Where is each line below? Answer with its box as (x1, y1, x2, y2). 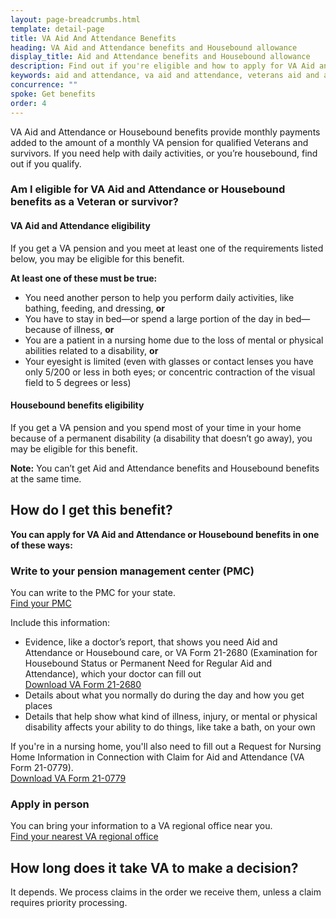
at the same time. (10, 472, 82, 485)
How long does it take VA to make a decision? (10, 859, 299, 876)
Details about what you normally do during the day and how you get (24, 689, 305, 701)
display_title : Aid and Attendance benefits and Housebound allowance (10, 52, 311, 62)
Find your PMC (10, 597, 72, 609)
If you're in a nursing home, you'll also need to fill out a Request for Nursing (10, 740, 322, 752)
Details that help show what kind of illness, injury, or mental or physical (24, 710, 318, 722)
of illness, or (63, 323, 115, 335)
